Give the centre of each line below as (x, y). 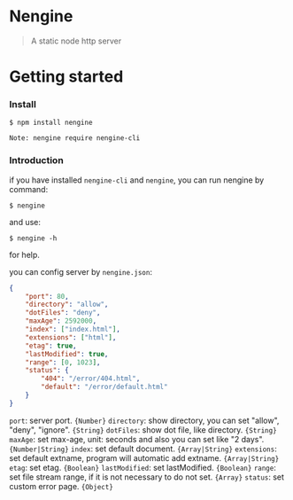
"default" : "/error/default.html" (104, 387)
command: (29, 189)
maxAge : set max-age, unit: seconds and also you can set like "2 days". (137, 439)
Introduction (36, 160)
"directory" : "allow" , (67, 305)
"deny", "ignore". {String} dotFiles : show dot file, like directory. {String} (143, 430)
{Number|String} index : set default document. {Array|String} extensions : (143, 449)
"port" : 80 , (47, 296)
